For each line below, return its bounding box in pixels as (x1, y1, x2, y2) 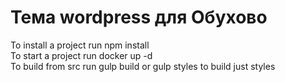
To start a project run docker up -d (10, 49, 153, 61)
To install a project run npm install (10, 39, 150, 51)
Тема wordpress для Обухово (10, 6, 268, 29)
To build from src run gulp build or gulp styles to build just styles (10, 60, 276, 72)
